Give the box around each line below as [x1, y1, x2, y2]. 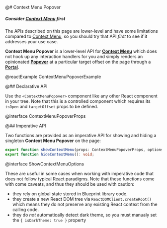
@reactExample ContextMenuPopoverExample [5, 74, 101, 79]
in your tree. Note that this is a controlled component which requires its [5, 98, 151, 104]
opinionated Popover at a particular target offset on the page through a [5, 59, 151, 65]
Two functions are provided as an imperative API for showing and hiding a [5, 132, 157, 138]
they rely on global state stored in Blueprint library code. [12, 191, 128, 197]
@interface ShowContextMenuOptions [5, 161, 84, 167]
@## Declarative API [5, 83, 48, 89]
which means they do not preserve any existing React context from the [12, 201, 158, 207]
